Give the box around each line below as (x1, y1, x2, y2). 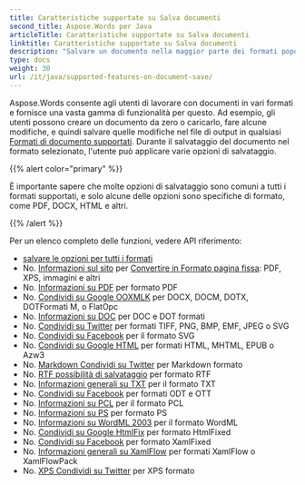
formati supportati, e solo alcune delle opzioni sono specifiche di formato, (9, 190, 286, 201)
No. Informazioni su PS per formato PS (22, 407, 168, 418)
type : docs (9, 55, 51, 64)
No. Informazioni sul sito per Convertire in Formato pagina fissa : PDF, (22, 262, 281, 273)
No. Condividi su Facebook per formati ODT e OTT (22, 388, 212, 399)
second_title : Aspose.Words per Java (9, 22, 152, 31)
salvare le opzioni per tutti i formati (22, 252, 153, 263)
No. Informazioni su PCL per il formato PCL (22, 397, 184, 409)
